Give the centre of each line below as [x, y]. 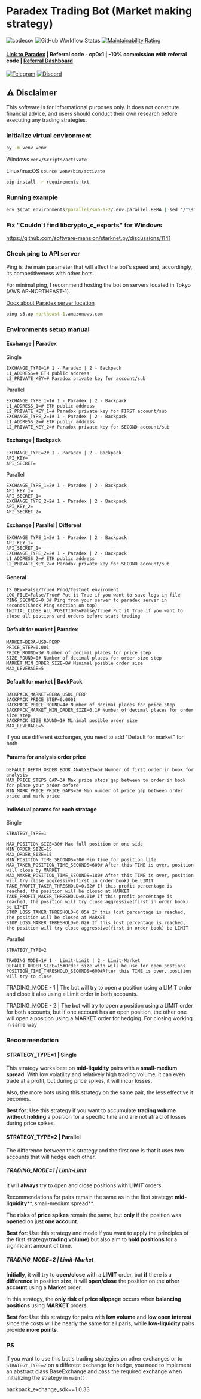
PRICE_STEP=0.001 [28, 647]
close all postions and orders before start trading [73, 616]
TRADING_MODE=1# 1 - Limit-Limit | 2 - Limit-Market [73, 961]
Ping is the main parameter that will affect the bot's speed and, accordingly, [99, 267]
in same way [22, 1025]
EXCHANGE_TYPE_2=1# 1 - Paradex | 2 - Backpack [67, 416]
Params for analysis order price [46, 757]
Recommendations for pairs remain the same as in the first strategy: [90, 1197]
